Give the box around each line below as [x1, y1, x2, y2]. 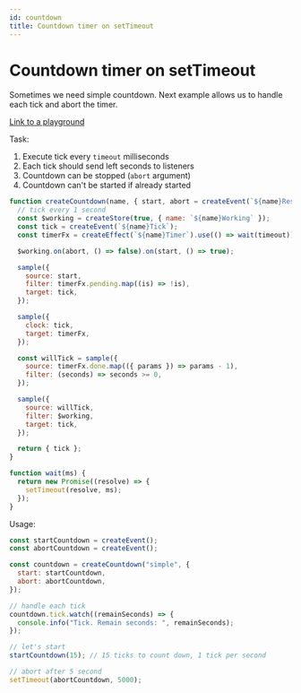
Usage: [9, 518, 36, 529]
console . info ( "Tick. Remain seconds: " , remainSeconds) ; [17, 618, 235, 628]
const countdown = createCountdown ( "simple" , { [9, 560, 191, 569]
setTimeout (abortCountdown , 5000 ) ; [9, 675, 142, 684]
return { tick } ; [17, 445, 82, 454]
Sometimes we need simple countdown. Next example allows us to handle [9, 90, 283, 100]
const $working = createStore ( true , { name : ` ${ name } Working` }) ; [17, 214, 271, 223]
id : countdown [9, 13, 63, 22]
